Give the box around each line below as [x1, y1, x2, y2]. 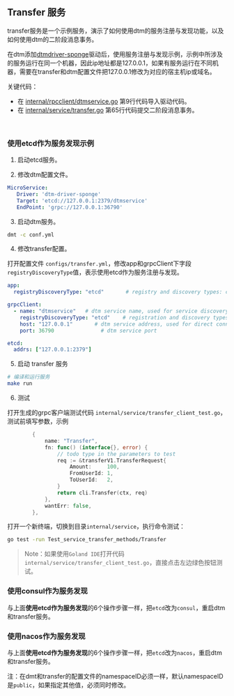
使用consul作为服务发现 [7, 587, 88, 596]
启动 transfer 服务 [17, 360, 68, 368]
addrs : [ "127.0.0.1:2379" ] [13, 346, 92, 354]
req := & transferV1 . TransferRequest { [56, 457, 167, 464]
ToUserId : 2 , [69, 476, 114, 483]
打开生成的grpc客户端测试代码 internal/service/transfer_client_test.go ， [7, 409, 226, 417]
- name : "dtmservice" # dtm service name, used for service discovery [13, 308, 229, 315]
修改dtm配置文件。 [17, 170, 72, 179]
